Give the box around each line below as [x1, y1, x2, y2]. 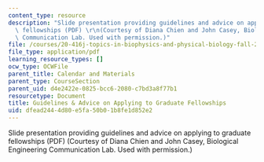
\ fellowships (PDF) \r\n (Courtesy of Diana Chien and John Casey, [15, 26, 241, 34]
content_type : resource [8, 11, 86, 20]
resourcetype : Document [8, 92, 86, 100]
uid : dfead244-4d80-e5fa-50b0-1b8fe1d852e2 [8, 107, 153, 115]
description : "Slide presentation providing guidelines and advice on [8, 19, 244, 27]
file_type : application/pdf [8, 48, 101, 56]
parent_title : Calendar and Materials [8, 70, 135, 78]
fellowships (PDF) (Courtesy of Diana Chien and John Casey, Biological [8, 137, 239, 145]
